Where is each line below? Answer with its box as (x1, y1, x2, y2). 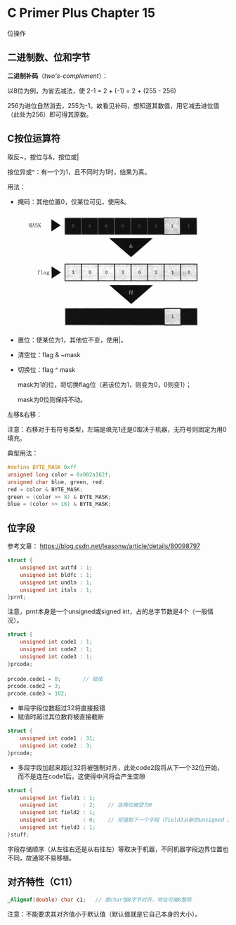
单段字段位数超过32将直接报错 (17, 704, 105, 712)
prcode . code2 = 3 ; (7, 683, 61, 690)
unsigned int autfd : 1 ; (20, 564, 93, 571)
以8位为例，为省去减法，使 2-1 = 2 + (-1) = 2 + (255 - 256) (7, 86, 177, 95)
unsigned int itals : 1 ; (20, 586, 93, 594)
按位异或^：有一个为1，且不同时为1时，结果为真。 (7, 167, 151, 176)
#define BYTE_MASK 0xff (7, 464, 77, 471)
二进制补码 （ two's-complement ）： (7, 72, 109, 80)
